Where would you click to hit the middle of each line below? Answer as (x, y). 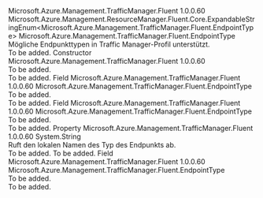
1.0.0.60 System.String (44, 136)
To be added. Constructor (50, 52)
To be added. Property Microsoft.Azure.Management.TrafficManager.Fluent (131, 128)
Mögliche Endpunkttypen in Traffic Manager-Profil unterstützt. (109, 44)
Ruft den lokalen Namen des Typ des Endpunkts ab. (92, 145)
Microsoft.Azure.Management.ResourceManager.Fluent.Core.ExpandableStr (131, 19)
